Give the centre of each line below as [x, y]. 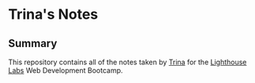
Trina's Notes [53, 14]
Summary [33, 43]
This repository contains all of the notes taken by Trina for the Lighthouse [127, 62]
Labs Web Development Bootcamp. [66, 70]
